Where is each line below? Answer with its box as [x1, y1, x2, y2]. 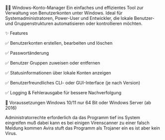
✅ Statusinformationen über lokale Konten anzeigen [5, 70, 111, 75]
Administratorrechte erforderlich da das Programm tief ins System [5, 115, 141, 120]
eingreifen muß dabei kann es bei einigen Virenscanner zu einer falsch [5, 120, 150, 126]
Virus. [5, 131, 17, 136]
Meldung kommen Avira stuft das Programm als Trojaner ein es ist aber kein [5, 125, 161, 131]
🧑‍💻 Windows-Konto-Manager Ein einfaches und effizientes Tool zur [5, 5, 144, 10]
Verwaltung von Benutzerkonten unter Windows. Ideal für [5, 10, 123, 16]
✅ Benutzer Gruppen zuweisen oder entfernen [5, 60, 100, 66]
